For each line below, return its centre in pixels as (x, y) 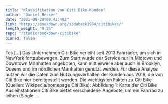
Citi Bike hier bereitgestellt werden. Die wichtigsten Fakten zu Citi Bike (79, 80)
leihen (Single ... (22, 96)
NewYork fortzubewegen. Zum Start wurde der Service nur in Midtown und (84, 58)
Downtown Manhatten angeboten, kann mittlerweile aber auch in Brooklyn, (83, 63)
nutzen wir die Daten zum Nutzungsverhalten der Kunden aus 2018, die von (84, 74)
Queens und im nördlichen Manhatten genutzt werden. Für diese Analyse (82, 68)
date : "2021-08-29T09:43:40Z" (37, 19)
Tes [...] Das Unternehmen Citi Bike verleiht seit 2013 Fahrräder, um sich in (83, 53)
